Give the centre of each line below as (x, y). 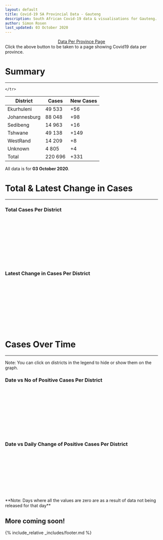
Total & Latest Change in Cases (69, 189)
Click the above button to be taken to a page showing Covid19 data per (76, 47)
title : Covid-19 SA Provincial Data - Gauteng (53, 14)
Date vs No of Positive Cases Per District (54, 380)
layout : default (21, 10)
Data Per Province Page (81, 41)
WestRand (19, 141)
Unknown (18, 149)
